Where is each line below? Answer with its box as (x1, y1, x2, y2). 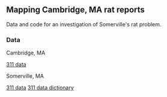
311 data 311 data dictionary (6, 84, 74, 92)
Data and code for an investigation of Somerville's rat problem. (6, 20, 162, 28)
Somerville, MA (6, 72, 44, 80)
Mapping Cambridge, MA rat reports (6, 5, 145, 15)
